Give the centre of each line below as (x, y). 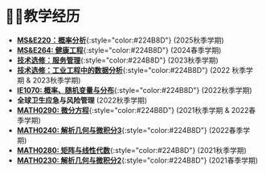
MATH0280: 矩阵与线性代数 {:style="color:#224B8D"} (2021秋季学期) (132, 150)
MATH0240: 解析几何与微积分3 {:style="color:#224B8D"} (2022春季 (130, 130)
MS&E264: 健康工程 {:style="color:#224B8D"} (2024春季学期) (119, 50)
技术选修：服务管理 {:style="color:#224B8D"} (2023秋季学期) (118, 60)
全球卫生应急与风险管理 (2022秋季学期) (82, 100)
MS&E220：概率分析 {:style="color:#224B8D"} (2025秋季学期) (120, 40)
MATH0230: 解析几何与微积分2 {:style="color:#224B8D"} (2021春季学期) (137, 160)
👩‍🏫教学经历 (43, 16)
